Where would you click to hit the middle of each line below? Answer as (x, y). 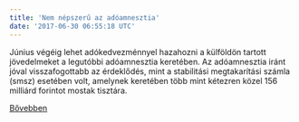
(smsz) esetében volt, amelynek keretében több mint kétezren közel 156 (144, 80)
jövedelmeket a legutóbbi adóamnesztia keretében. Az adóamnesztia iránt (148, 61)
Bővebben (29, 108)
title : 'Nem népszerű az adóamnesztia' (85, 18)
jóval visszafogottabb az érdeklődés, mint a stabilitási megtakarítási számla (150, 71)
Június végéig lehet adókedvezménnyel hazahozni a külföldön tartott (138, 52)
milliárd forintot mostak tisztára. (68, 90)
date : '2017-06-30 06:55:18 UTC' (72, 26)
